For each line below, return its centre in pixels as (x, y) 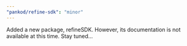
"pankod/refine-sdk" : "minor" (45, 12)
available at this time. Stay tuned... (50, 36)
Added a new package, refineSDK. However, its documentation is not (93, 29)
